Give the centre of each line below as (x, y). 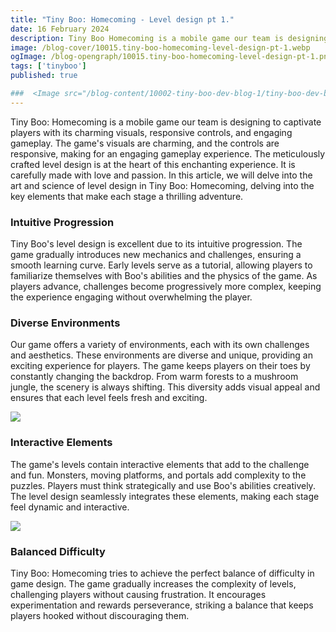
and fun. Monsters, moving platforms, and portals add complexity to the (158, 475)
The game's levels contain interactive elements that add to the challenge (160, 464)
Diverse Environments (65, 323)
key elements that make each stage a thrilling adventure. (127, 196)
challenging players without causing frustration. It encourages (138, 594)
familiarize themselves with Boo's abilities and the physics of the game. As (164, 276)
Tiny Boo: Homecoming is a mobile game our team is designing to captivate (166, 122)
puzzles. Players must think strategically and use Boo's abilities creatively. (163, 485)
